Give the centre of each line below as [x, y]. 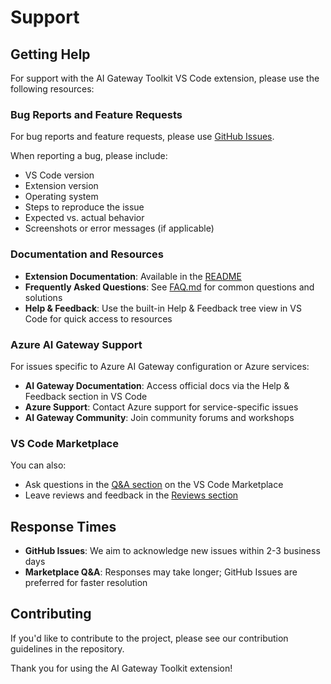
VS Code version [59, 175]
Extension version [61, 186]
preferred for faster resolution [86, 582]
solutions [43, 297]
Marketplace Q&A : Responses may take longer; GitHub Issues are [161, 572]
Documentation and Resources [87, 254]
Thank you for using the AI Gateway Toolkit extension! [121, 668]
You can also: [38, 465]
